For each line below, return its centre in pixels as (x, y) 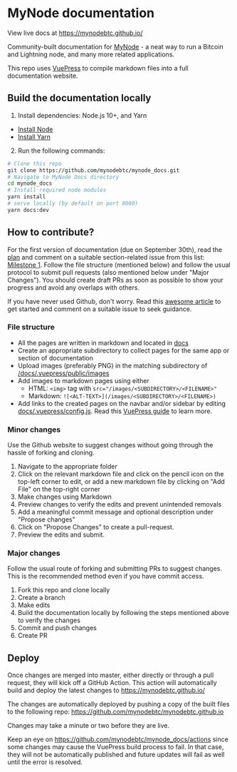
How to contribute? (51, 232)
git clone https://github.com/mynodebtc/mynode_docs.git (94, 170)
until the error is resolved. (45, 762)
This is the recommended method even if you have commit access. (106, 577)
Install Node (35, 129)
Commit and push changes (57, 628)
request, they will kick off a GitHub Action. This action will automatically (112, 683)
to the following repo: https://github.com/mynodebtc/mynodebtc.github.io (116, 712)
